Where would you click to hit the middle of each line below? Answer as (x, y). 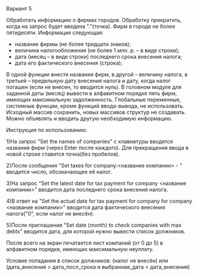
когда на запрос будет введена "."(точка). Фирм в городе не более (91, 26)
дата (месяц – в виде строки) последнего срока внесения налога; (98, 57)
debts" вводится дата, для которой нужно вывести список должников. (96, 231)
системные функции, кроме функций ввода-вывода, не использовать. (95, 106)
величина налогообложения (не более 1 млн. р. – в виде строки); (97, 50)
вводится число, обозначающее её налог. (59, 172)
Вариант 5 (19, 9)
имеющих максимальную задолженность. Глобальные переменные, (94, 100)
